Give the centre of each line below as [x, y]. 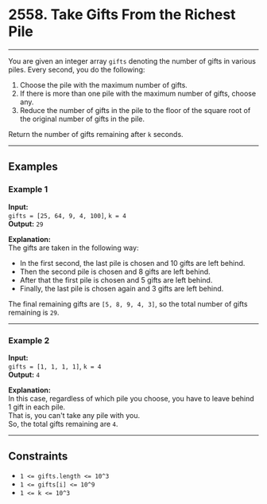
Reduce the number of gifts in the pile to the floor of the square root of [135, 110]
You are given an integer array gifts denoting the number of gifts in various [132, 61]
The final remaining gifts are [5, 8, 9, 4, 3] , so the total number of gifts [128, 303]
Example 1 [28, 189]
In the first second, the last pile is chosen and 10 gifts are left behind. [132, 263]
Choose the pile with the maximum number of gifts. [104, 84]
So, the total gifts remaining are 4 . [63, 424]
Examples [33, 167]
